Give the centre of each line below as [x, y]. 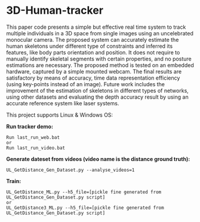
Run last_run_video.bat [36, 148]
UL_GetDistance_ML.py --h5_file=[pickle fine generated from [84, 192]
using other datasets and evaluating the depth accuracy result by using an [98, 97]
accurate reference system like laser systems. [63, 103]
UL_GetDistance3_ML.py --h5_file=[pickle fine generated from [85, 208]
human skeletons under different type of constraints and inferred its [90, 46]
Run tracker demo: [30, 126]
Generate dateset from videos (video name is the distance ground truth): [98, 159]
